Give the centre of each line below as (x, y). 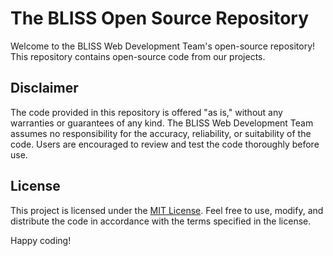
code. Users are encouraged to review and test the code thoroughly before (165, 144)
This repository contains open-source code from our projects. (138, 56)
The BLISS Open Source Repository (160, 18)
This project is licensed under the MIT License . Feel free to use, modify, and (167, 210)
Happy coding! (41, 240)
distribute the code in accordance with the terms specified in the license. (161, 221)
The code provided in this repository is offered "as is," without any (146, 112)
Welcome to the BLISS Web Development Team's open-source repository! (163, 46)
